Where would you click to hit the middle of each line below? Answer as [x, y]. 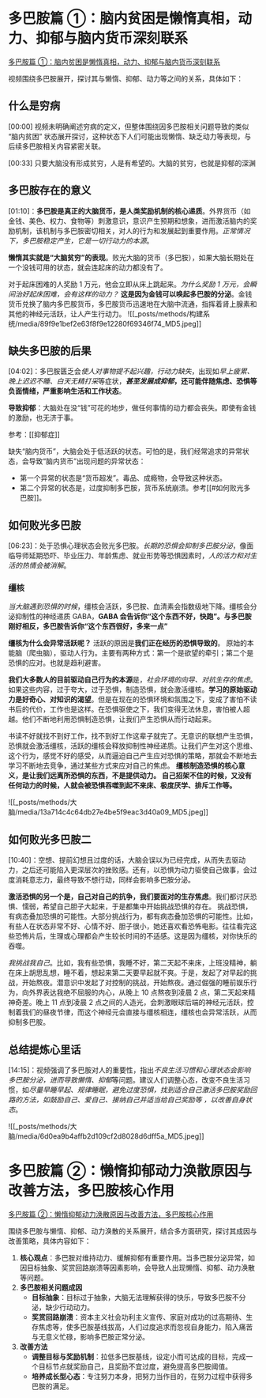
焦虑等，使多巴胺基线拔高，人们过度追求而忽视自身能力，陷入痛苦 [146, 1327]
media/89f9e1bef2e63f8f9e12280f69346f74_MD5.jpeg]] [110, 323]
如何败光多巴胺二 [50, 839]
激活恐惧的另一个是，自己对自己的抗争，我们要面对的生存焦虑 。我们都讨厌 [129, 897]
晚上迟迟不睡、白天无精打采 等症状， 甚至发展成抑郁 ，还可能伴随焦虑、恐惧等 [133, 381]
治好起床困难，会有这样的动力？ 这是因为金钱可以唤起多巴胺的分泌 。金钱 [133, 294]
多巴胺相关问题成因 [51, 1287]
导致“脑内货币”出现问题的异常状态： [87, 461]
